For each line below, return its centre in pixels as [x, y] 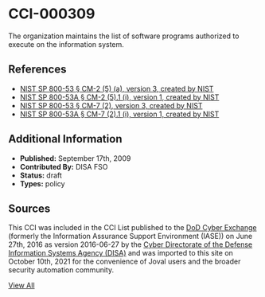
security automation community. [61, 270]
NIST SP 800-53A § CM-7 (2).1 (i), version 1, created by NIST [119, 114]
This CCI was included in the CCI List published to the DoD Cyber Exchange [132, 228]
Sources [29, 208]
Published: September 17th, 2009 [75, 158]
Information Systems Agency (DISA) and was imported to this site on [121, 253]
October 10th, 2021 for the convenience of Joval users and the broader [125, 262]
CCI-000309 [52, 14]
